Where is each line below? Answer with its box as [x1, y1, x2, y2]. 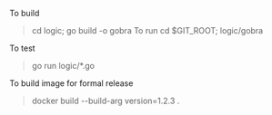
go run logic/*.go [31, 61, 96, 71]
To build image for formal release [9, 78, 134, 89]
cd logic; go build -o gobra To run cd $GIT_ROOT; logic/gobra [31, 25, 264, 35]
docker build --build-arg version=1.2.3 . [31, 95, 180, 106]
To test [9, 43, 35, 53]
